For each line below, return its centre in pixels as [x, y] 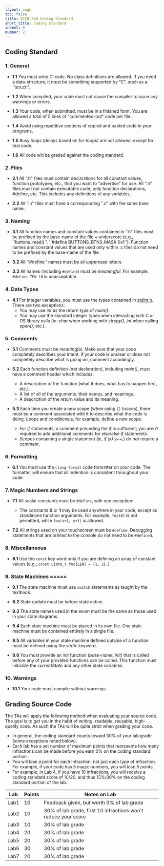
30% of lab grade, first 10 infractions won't [93, 811]
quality [12, 726]
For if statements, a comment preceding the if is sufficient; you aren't [89, 428]
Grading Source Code [39, 704]
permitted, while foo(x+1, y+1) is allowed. [62, 521]
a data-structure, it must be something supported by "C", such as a [80, 82]
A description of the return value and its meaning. [69, 399]
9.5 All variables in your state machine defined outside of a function [80, 640]
